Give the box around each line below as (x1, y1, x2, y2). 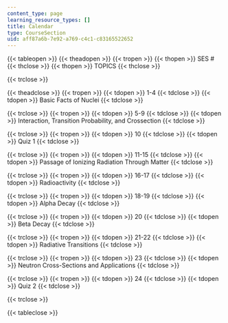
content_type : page (7, 10, 63, 17)
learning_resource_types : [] (7, 17, 91, 23)
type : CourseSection (7, 29, 67, 37)
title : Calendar (7, 23, 54, 30)
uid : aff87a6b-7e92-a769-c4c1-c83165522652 (7, 36, 134, 43)
